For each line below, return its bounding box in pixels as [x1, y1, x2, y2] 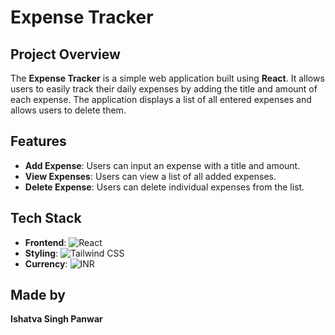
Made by [10, 287, 66, 304]
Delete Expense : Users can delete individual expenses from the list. [24, 181, 305, 193]
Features [10, 133, 67, 150]
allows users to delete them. [10, 104, 127, 116]
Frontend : [24, 236, 67, 248]
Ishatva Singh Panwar [10, 313, 103, 325]
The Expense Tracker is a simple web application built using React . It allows [10, 72, 325, 84]
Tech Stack [10, 210, 82, 227]
